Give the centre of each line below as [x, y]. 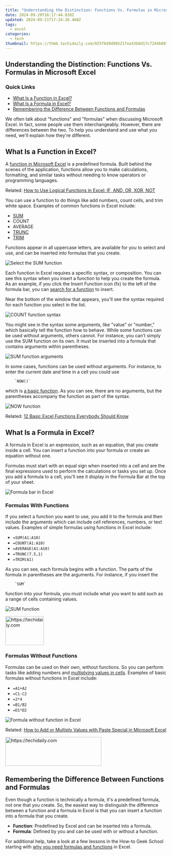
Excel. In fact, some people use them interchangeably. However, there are [83, 124]
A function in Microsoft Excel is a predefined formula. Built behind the [79, 164]
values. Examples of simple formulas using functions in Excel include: [79, 527]
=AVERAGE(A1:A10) [31, 549]
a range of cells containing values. [41, 599]
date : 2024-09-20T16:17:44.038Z [40, 15]
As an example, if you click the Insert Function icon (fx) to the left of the [81, 284]
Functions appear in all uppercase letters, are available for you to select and [85, 248]
